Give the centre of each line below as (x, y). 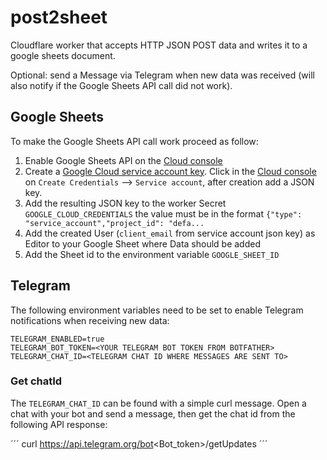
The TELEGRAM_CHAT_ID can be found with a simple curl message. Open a (158, 403)
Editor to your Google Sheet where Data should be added (142, 243)
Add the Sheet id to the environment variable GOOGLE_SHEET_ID (152, 254)
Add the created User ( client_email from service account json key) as (170, 233)
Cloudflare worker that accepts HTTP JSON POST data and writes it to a (159, 45)
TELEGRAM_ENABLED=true (57, 339)
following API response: (59, 424)
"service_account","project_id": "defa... (114, 223)
